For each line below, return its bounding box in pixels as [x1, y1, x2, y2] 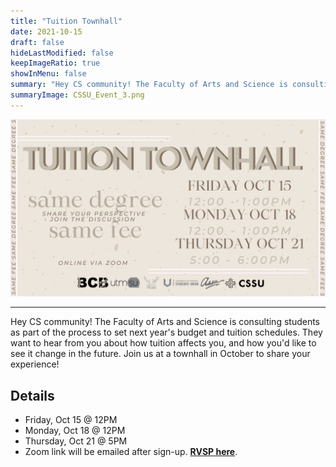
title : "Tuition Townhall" [10, 16, 123, 26]
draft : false [10, 37, 65, 47]
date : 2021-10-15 [10, 26, 83, 37]
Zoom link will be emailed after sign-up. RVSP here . [24, 446, 238, 458]
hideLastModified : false [10, 48, 114, 58]
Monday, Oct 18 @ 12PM [24, 425, 126, 437]
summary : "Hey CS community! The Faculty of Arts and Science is [10, 80, 288, 90]
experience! [10, 358, 60, 370]
